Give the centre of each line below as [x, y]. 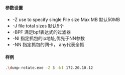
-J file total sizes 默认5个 [38, 26]
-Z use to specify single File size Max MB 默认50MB [66, 19]
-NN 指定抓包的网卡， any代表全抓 [48, 44]
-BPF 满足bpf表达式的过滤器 [42, 32]
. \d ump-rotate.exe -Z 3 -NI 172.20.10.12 [49, 68]
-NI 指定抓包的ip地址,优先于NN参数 [49, 38]
